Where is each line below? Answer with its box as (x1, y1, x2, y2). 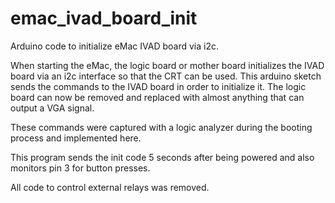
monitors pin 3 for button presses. (10, 162, 151, 174)
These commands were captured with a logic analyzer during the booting (10, 121, 313, 133)
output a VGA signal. (10, 102, 95, 114)
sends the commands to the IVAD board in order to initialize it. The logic (10, 80, 307, 92)
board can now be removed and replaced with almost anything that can (10, 91, 305, 103)
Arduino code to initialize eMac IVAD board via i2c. (10, 40, 219, 52)
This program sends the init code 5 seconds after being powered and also (10, 151, 315, 163)
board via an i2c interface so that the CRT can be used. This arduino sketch (10, 70, 322, 82)
